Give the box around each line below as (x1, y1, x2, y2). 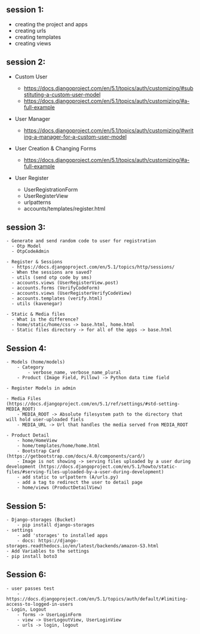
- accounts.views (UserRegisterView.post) (11, 280, 119, 286)
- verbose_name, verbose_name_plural (27, 370, 121, 376)
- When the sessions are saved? (11, 269, 93, 276)
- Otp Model (11, 243, 42, 249)
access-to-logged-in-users (6, 601, 73, 607)
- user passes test (6, 586, 55, 592)
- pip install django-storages (17, 522, 95, 528)
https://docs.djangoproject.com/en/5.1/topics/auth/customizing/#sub (23, 84, 193, 92)
